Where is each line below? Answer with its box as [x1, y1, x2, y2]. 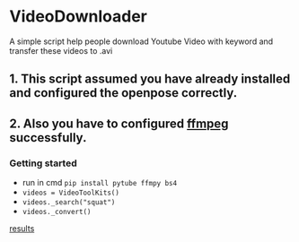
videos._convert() [22, 208, 92, 217]
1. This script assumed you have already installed [9, 72, 291, 87]
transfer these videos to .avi [9, 45, 113, 56]
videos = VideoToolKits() [22, 188, 119, 198]
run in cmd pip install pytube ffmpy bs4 [22, 177, 178, 188]
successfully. [9, 130, 87, 145]
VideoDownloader [9, 6, 148, 27]
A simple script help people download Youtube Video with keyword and [9, 36, 274, 47]
